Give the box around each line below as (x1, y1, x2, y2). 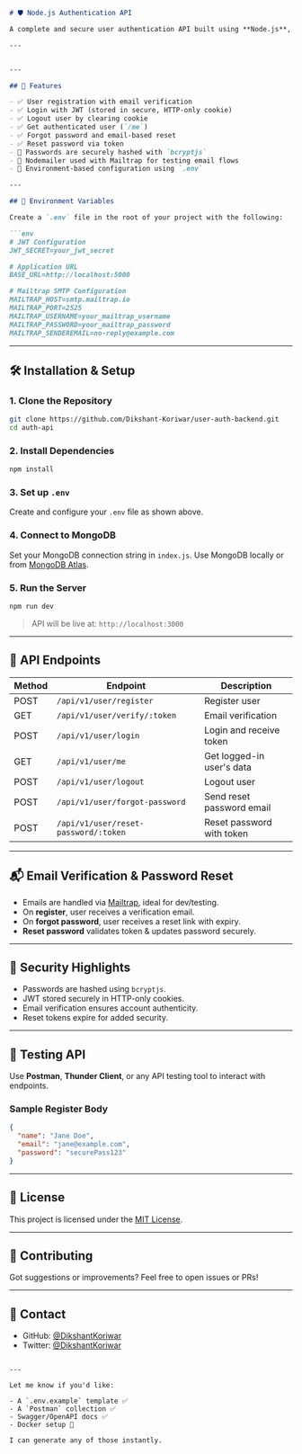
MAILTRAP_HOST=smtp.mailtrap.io (9, 295, 130, 305)
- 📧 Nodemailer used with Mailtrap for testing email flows (9, 156, 240, 165)
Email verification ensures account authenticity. (22, 1003, 199, 1013)
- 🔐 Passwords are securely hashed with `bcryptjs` (9, 147, 207, 156)
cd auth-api (9, 424, 54, 433)
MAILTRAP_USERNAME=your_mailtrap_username (9, 311, 171, 321)
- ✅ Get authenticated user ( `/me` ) (9, 122, 148, 131)
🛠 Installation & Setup (9, 362, 136, 378)
